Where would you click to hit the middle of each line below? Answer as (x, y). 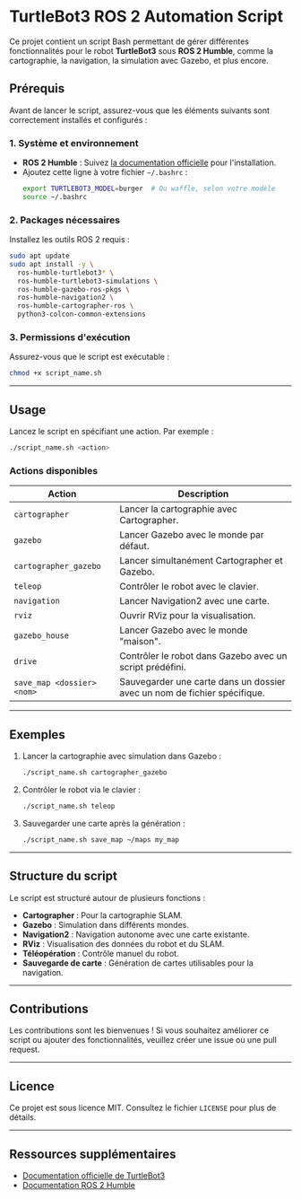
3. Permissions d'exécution (70, 337)
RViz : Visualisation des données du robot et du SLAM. (123, 943)
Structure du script (64, 876)
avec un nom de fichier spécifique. (193, 693)
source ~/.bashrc (55, 197)
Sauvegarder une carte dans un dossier (202, 682)
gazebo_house (42, 636)
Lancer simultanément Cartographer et (202, 561)
